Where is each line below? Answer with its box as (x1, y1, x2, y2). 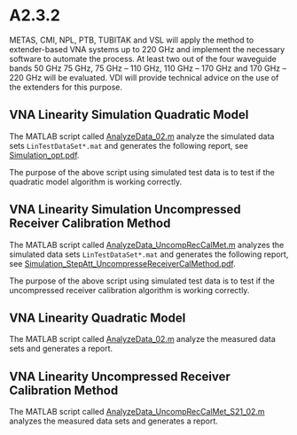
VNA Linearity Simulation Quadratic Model (9, 107, 249, 122)
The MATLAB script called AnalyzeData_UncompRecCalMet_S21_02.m (9, 407, 265, 417)
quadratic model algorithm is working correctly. (9, 176, 183, 187)
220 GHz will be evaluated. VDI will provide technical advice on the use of (9, 72, 279, 82)
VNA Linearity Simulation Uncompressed (9, 202, 241, 217)
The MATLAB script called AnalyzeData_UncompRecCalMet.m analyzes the (9, 239, 285, 250)
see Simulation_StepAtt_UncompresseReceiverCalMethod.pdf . (9, 258, 237, 268)
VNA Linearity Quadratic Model (9, 310, 186, 325)
